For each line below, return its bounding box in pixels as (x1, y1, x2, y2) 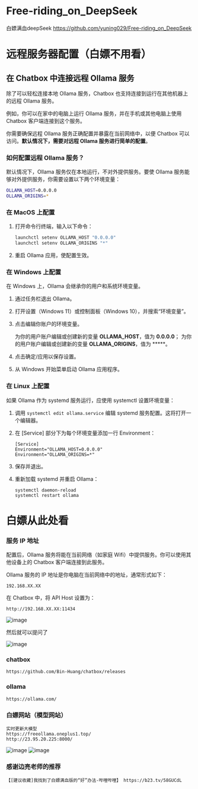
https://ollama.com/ (6, 696, 58, 702)
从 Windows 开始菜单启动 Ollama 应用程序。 (14, 366, 123, 373)
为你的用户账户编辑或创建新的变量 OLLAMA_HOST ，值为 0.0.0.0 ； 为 (14, 333, 187, 340)
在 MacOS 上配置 (6, 208, 55, 216)
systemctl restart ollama (14, 492, 79, 498)
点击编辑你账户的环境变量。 (14, 321, 83, 328)
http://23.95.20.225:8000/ (6, 736, 73, 742)
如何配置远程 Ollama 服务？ (6, 153, 85, 161)
